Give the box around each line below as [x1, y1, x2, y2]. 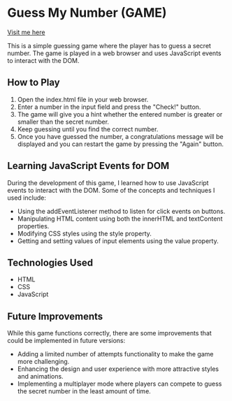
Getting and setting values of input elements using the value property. [17, 236, 219, 245]
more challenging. [17, 358, 70, 366]
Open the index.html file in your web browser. [17, 95, 149, 103]
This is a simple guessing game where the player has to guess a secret [7, 41, 212, 50]
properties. [17, 221, 50, 230]
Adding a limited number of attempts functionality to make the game [17, 350, 214, 358]
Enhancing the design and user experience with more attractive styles [17, 365, 219, 373]
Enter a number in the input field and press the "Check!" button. [17, 103, 201, 111]
